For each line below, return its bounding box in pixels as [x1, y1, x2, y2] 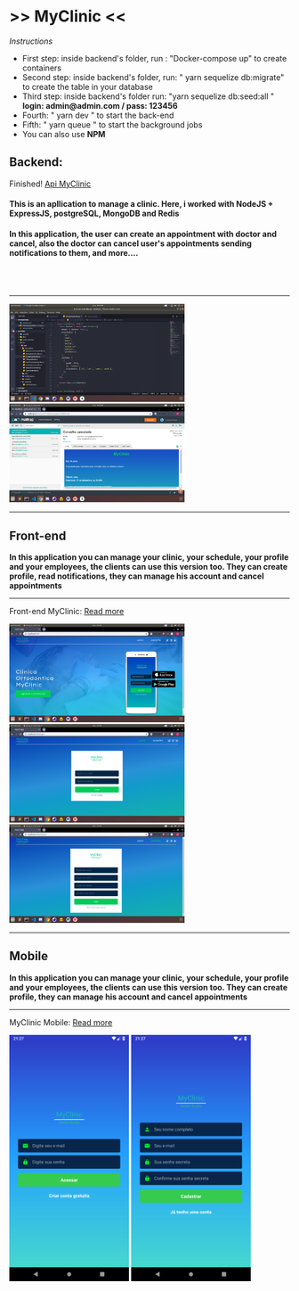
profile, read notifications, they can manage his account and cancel [9, 571, 264, 581]
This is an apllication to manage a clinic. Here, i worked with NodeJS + [9, 199, 274, 210]
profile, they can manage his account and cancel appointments [9, 991, 247, 1002]
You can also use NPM [21, 128, 106, 139]
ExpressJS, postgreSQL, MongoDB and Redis [9, 208, 180, 219]
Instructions [9, 36, 53, 46]
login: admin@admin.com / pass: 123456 [21, 100, 178, 111]
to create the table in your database [21, 81, 153, 92]
